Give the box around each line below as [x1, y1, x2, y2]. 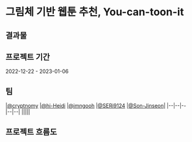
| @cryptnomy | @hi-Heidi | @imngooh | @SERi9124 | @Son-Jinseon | [5, 102, 166, 109]
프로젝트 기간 [5, 52, 50, 62]
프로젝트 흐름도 [5, 127, 57, 137]
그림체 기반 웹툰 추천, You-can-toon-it [5, 5, 184, 19]
